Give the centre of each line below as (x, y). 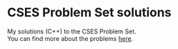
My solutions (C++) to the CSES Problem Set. (72, 31)
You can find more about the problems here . (70, 38)
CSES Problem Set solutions (89, 13)
